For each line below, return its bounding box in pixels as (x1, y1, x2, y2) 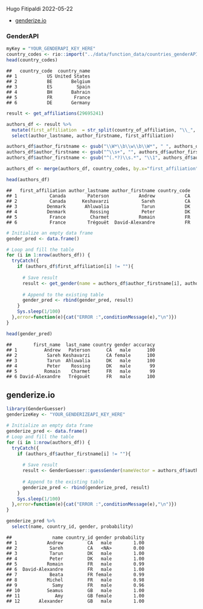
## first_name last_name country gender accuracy (6, 342, 155, 348)
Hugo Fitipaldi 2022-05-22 (6, 5, 74, 12)
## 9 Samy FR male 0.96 (6, 582, 145, 588)
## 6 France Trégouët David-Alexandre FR (6, 219, 190, 225)
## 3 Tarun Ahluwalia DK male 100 (6, 358, 155, 364)
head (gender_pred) (6, 330, 53, 337)
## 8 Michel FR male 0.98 (6, 577, 145, 583)
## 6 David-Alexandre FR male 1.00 (6, 566, 145, 572)
